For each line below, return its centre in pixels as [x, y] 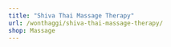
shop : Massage [32, 30]
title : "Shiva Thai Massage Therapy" [71, 16]
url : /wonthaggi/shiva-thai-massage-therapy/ [85, 23]
